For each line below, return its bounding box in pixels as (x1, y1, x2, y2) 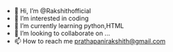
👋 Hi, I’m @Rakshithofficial (13, 7, 91, 15)
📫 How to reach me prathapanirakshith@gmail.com (13, 37, 166, 45)
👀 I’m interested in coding (13, 14, 89, 22)
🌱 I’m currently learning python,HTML (13, 22, 124, 30)
